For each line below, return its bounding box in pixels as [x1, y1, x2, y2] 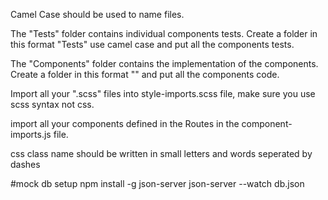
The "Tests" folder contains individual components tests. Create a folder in [10, 28, 318, 39]
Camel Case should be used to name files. [10, 9, 185, 20]
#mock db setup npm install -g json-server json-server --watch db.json [10, 178, 305, 189]
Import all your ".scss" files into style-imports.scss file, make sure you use [10, 88, 316, 99]
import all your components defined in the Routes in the [10, 118, 240, 129]
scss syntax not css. [10, 99, 95, 110]
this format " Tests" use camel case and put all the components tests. [10, 39, 295, 50]
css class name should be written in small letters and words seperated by [10, 148, 313, 159]
